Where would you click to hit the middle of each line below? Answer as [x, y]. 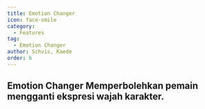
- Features [29, 33]
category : [21, 26]
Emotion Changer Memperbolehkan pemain [102, 86]
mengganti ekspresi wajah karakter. [86, 97]
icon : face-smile [32, 20]
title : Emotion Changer [41, 13]
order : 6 [20, 58]
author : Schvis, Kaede [40, 52]
